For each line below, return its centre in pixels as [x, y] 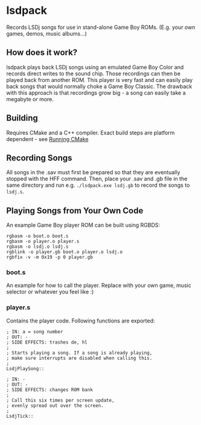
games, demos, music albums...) [47, 33]
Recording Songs [39, 158]
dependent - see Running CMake [47, 139]
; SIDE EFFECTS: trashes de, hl [47, 342]
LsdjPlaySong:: [25, 368]
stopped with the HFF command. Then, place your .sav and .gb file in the [97, 179]
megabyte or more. [30, 99]
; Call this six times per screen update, [60, 400]
